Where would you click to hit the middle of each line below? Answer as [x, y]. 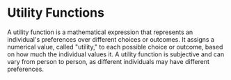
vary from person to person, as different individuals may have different [109, 61]
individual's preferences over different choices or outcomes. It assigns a [111, 39]
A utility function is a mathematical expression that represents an [100, 32]
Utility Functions [56, 13]
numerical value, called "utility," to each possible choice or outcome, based [115, 47]
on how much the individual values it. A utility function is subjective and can [116, 54]
